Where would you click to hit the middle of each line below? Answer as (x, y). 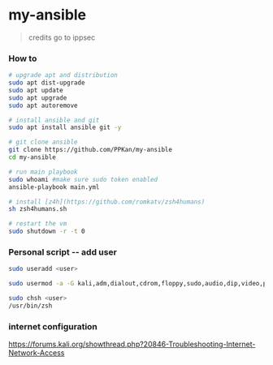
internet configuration (53, 326)
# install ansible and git (54, 120)
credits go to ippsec (62, 37)
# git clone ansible (43, 142)
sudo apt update (36, 90)
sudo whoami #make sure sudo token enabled (83, 179)
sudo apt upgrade (38, 98)
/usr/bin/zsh (30, 306)
